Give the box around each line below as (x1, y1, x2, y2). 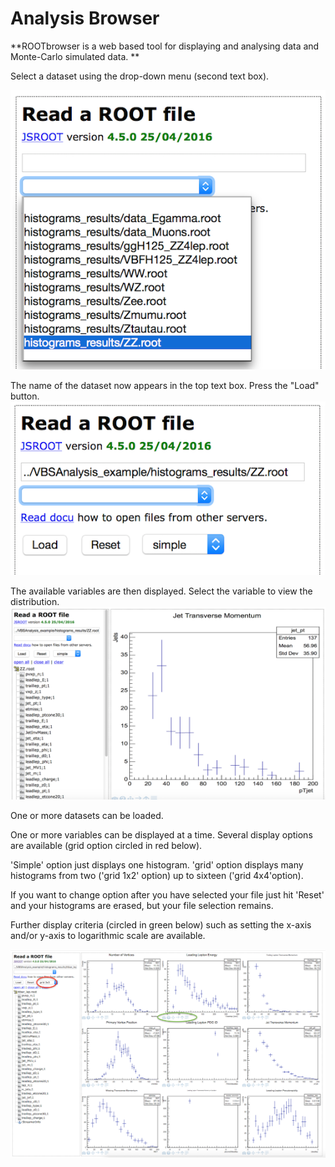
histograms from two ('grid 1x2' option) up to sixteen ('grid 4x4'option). (10, 869, 304, 881)
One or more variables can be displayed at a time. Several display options (10, 828, 313, 841)
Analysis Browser (10, 7, 160, 30)
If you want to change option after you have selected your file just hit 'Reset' (10, 888, 325, 901)
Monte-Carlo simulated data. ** (10, 50, 140, 62)
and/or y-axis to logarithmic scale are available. (10, 929, 206, 941)
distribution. (10, 595, 60, 607)
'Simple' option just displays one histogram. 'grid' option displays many (10, 858, 304, 871)
